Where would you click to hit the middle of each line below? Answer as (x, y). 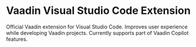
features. (17, 39)
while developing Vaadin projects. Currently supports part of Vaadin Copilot (97, 32)
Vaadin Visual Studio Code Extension (98, 11)
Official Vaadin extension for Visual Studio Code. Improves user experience (97, 27)
